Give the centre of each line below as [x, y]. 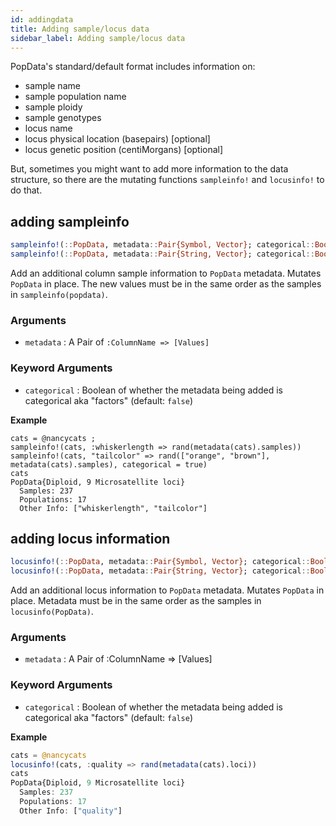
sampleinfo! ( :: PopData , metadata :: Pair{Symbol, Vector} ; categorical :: [162, 245]
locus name [48, 128]
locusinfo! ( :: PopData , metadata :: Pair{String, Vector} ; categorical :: [160, 571]
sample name [52, 86]
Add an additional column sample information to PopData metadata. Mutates [166, 273]
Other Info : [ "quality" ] [71, 811]
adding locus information [90, 538]
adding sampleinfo [70, 221]
